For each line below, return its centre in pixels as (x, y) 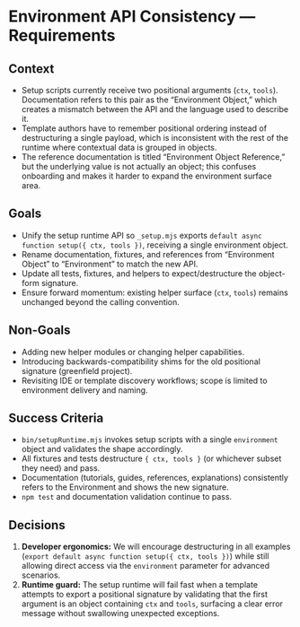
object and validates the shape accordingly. (102, 449)
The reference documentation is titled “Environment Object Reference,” (153, 157)
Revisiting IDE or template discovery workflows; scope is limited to (144, 380)
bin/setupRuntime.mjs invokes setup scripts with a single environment (150, 440)
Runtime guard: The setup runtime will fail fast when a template (139, 585)
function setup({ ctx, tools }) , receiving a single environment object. (154, 245)
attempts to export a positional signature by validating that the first (145, 595)
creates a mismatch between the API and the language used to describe (155, 109)
